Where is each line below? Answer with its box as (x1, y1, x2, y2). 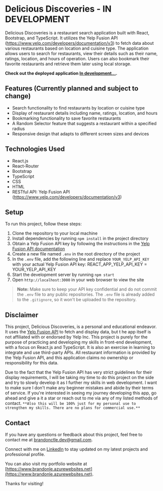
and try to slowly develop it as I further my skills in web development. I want (5, 380, 157, 385)
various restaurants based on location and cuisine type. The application (5, 45, 149, 51)
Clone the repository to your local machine (12, 230, 98, 236)
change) (5, 92, 31, 100)
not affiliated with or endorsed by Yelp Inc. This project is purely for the (5, 334, 148, 340)
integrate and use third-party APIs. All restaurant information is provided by (5, 349, 156, 356)
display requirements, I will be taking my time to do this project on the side (5, 375, 154, 381)
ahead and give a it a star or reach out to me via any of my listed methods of (5, 395, 158, 401)
